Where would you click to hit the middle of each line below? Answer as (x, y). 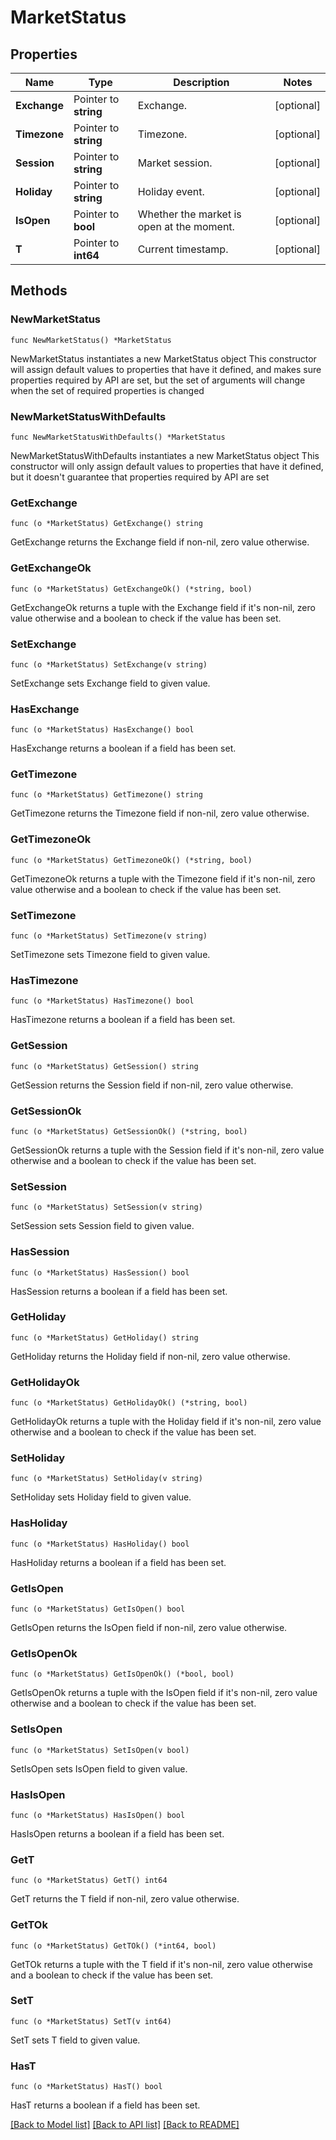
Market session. (175, 163)
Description (201, 82)
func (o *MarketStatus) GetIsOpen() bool (98, 1609)
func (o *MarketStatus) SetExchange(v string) (109, 664)
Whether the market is (189, 214)
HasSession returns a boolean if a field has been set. (119, 1291)
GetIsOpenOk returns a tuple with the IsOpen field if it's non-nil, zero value (164, 1693)
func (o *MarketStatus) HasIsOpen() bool (98, 1815)
